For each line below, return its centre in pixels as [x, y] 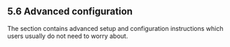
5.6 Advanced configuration [70, 12]
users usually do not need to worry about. [68, 36]
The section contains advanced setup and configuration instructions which [115, 28]
